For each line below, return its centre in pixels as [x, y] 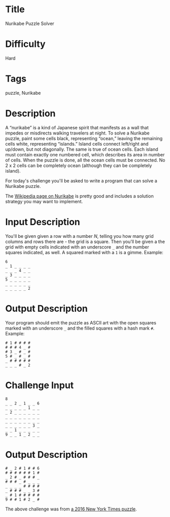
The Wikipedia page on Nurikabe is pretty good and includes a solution [79, 196]
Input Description [43, 222]
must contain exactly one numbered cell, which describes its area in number [85, 154]
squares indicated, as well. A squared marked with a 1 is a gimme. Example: [84, 252]
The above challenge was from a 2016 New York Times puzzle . [71, 509]
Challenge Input [40, 385]
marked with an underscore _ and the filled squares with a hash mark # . [80, 328]
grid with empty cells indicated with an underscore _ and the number [77, 247]
